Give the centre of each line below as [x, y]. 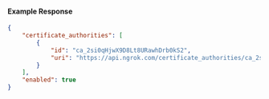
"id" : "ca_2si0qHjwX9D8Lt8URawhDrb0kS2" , [121, 50]
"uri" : [61, 57]
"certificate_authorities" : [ [73, 36]
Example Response [40, 11]
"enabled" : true [49, 80]
